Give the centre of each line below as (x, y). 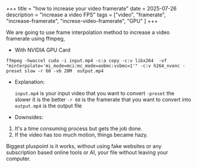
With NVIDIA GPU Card (42, 50)
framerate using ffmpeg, (36, 38)
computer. (19, 159)
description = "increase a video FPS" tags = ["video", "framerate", (86, 15)
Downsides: (29, 117)
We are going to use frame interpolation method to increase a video (88, 32)
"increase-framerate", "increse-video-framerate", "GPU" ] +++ (82, 21)
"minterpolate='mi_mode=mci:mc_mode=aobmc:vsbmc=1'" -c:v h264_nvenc (93, 66)
